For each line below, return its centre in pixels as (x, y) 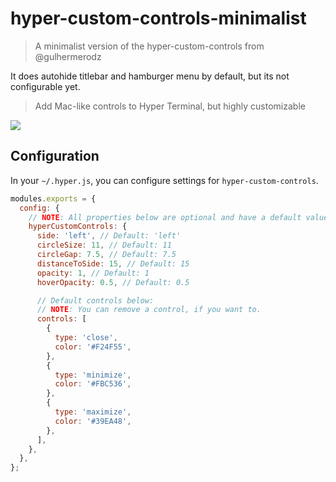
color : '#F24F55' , (93, 347)
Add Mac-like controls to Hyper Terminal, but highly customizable (170, 106)
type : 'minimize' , (93, 375)
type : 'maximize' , (93, 412)
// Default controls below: (95, 300)
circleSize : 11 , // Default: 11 (104, 245)
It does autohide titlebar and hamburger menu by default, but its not (150, 76)
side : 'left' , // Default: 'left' (109, 236)
